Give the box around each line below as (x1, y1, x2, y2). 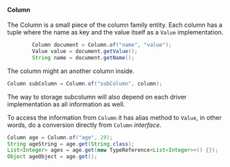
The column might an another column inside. (7, 66, 135, 75)
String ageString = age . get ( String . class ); (7, 140, 135, 148)
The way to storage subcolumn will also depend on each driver (7, 92, 187, 101)
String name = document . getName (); (32, 54, 135, 61)
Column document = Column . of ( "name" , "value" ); (32, 41, 172, 48)
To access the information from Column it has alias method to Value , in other (7, 113, 222, 121)
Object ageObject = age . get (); (7, 153, 98, 160)
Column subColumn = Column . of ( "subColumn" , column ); (7, 80, 163, 87)
